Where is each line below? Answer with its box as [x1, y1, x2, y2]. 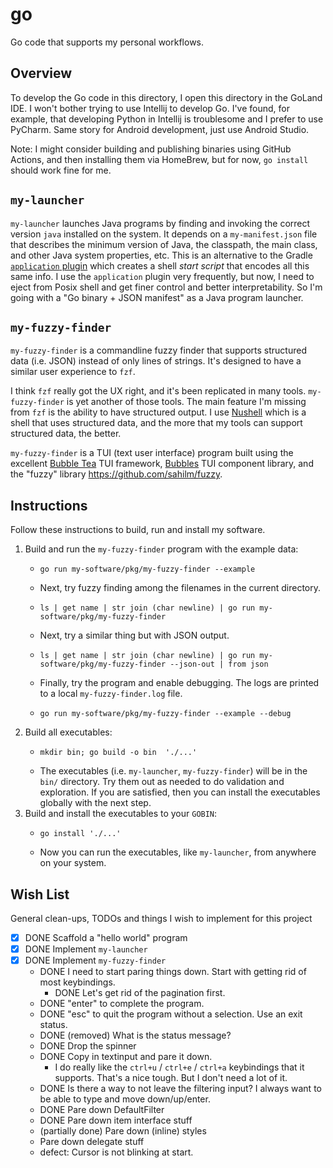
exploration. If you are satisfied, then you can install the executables [39, 786, 321, 798]
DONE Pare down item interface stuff [39, 1114, 193, 1127]
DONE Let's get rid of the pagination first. [54, 987, 226, 999]
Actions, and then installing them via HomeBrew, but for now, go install [10, 153, 309, 165]
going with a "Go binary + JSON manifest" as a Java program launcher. [10, 291, 304, 303]
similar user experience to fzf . [10, 366, 136, 378]
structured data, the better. [10, 428, 122, 440]
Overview [10, 65, 73, 82]
